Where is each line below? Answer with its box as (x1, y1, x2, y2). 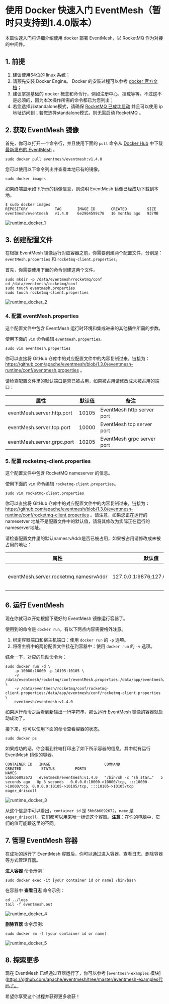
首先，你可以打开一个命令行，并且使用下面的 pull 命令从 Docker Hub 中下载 (5, 140, 163, 146)
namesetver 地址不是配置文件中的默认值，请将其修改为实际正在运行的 (5, 518, 150, 524)
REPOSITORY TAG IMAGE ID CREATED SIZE (5, 206, 156, 212)
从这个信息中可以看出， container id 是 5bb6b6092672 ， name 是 (5, 807, 134, 813)
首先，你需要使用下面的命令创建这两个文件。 (5, 267, 98, 273)
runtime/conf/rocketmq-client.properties (5, 512, 90, 518)
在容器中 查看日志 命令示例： (5, 887, 65, 893)
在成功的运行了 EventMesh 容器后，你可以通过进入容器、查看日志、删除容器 (5, 851, 163, 857)
